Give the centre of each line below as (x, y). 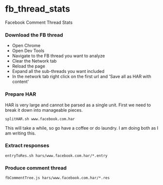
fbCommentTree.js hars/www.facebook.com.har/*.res (57, 178)
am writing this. (20, 133)
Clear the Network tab (34, 61)
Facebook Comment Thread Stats (39, 22)
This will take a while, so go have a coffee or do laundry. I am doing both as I (82, 128)
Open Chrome (26, 46)
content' (20, 82)
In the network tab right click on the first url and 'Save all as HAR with (82, 77)
